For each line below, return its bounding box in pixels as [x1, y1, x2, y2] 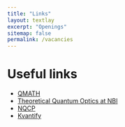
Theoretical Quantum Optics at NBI [17, 97, 118, 105]
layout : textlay [7, 17, 54, 24]
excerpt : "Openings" [7, 23, 68, 30]
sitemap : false [7, 29, 52, 37]
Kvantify [17, 112, 42, 120]
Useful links [7, 66, 78, 82]
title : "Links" [7, 10, 52, 17]
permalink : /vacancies [7, 36, 73, 43]
